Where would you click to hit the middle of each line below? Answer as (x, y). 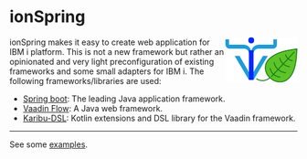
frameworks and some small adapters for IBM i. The (107, 71)
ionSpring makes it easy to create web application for (110, 42)
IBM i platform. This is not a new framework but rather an (117, 51)
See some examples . (49, 144)
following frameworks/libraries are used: (85, 80)
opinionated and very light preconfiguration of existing (112, 61)
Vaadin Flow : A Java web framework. (92, 108)
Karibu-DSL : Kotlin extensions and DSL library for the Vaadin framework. (159, 118)
